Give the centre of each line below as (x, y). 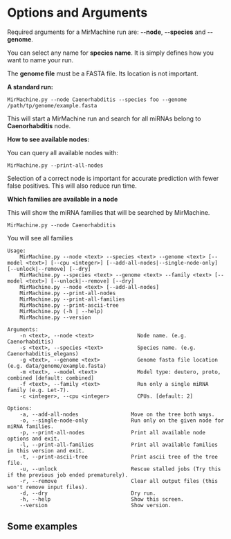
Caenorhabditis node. (39, 125)
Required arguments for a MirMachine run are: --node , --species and (107, 32)
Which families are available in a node (63, 199)
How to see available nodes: (48, 139)
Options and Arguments (77, 13)
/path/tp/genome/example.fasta (52, 105)
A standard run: (30, 87)
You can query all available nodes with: (63, 152)
